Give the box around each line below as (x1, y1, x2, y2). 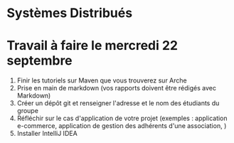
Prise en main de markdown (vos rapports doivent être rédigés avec (16, 84, 216, 92)
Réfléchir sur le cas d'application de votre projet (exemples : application (16, 114, 228, 122)
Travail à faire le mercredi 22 (6, 38, 179, 54)
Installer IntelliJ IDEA (16, 129, 78, 138)
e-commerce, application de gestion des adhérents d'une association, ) (16, 122, 227, 130)
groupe (16, 107, 38, 115)
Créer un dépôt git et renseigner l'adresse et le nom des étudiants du (16, 99, 220, 107)
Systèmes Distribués (6, 5, 133, 21)
